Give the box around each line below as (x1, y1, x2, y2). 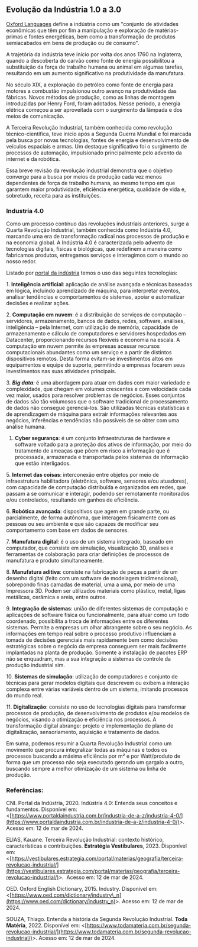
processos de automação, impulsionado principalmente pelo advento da (6, 149, 182, 156)
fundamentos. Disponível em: (6, 806, 78, 813)
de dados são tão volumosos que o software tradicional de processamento (6, 398, 189, 405)
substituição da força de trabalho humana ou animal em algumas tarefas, (6, 63, 184, 70)
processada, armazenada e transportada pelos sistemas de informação (14, 454, 189, 461)
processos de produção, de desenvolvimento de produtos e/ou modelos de (6, 710, 190, 717)
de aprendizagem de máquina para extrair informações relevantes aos (6, 411, 177, 418)
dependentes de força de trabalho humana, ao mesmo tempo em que (6, 179, 176, 186)
